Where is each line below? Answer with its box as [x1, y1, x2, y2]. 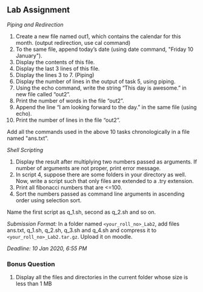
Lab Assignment [7, 5, 70, 15]
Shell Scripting [7, 146, 44, 153]
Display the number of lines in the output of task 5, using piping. [15, 78, 176, 85]
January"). [15, 51, 43, 59]
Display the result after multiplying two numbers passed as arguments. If [15, 158, 198, 165]
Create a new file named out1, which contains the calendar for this [15, 33, 181, 40]
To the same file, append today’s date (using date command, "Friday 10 [15, 45, 193, 53]
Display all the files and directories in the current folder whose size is [15, 274, 188, 281]
